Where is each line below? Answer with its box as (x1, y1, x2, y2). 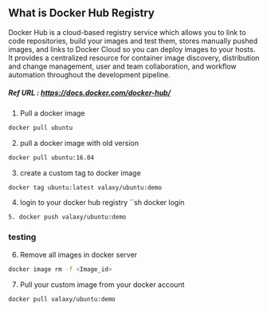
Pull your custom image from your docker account (19, 279, 185, 289)
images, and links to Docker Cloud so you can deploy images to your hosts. (8, 44, 256, 54)
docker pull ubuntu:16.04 (8, 153, 94, 162)
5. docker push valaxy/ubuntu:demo (8, 213, 127, 222)
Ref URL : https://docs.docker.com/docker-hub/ (8, 88, 171, 98)
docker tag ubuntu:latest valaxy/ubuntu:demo (8, 183, 162, 191)
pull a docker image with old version (19, 138, 139, 148)
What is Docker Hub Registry (8, 6, 155, 20)
